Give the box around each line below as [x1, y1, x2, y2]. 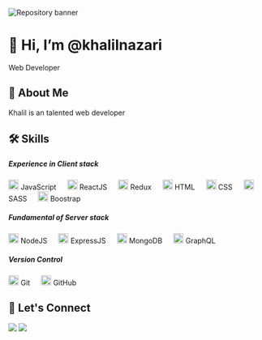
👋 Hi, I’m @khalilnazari [8, 36, 162, 54]
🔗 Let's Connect [8, 301, 91, 315]
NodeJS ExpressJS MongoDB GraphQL [19, 236, 217, 246]
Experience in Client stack [8, 159, 99, 168]
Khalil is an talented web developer [8, 108, 126, 117]
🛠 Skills [8, 132, 50, 146]
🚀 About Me [8, 86, 69, 100]
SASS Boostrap [8, 194, 81, 204]
